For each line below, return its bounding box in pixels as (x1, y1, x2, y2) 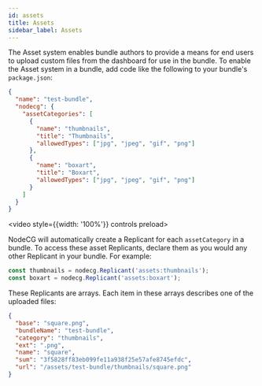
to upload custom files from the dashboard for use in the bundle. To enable (8, 56, 252, 65)
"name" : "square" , (15, 348, 76, 357)
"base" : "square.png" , (15, 319, 90, 327)
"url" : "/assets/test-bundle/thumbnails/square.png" (15, 363, 192, 371)
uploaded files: (8, 297, 57, 306)
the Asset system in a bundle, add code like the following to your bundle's (8, 65, 248, 74)
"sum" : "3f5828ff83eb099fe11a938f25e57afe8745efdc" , (15, 356, 192, 364)
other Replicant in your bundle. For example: (8, 251, 152, 261)
